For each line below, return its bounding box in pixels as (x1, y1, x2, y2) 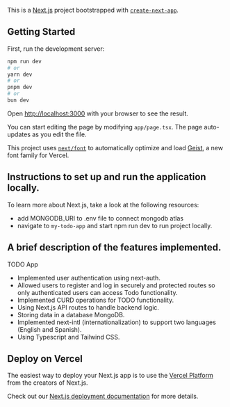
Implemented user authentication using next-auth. (17, 273, 161, 282)
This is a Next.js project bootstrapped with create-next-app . (7, 6, 179, 14)
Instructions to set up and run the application (7, 171, 206, 183)
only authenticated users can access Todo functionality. (17, 288, 179, 296)
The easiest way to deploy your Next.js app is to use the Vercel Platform (7, 372, 214, 380)
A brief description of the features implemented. (7, 241, 222, 253)
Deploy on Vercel (7, 353, 83, 365)
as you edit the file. (32, 130, 87, 138)
